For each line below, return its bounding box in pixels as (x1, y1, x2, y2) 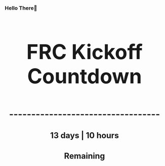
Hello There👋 (5, 5, 37, 12)
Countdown (27, 63, 142, 88)
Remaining (64, 151, 105, 161)
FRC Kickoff (26, 39, 143, 64)
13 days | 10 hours (50, 130, 119, 140)
